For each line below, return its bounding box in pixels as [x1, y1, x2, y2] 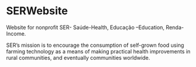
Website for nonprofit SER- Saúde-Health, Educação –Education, [6, 24, 165, 31]
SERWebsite [6, 4, 68, 18]
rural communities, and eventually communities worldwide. [6, 54, 150, 61]
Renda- [166, 24, 184, 31]
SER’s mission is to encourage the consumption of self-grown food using [6, 42, 184, 49]
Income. [6, 30, 26, 37]
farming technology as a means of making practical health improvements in [6, 47, 191, 55]
